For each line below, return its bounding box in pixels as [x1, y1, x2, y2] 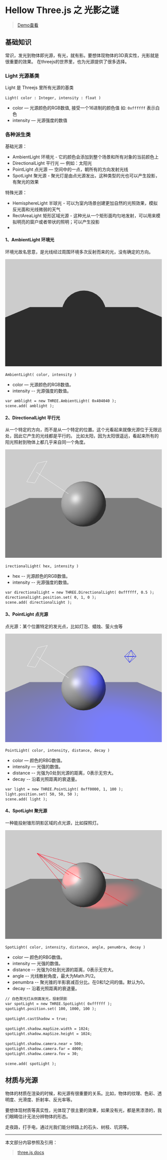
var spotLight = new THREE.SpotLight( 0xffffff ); [5, 1001, 112, 1006]
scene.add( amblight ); [5, 403, 55, 409]
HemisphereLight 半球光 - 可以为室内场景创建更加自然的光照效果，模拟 [12, 200, 158, 206]
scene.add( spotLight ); [5, 1061, 57, 1066]
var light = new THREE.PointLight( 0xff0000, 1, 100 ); [5, 787, 123, 792]
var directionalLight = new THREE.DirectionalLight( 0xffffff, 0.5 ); [5, 590, 155, 595]
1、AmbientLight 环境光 [5, 236, 55, 242]
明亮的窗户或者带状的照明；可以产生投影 [16, 219, 100, 225]
